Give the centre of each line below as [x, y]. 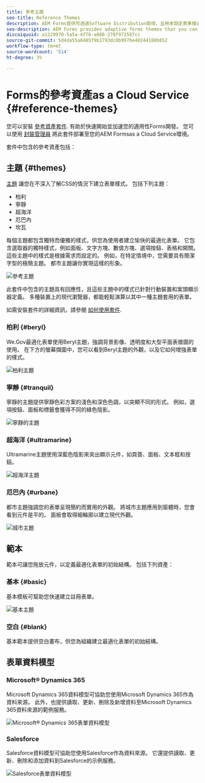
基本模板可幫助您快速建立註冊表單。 [52, 596]
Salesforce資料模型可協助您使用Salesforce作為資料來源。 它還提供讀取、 [98, 752]
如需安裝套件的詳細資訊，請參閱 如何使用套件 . [64, 310]
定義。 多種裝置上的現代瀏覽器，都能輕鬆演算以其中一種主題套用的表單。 [103, 297]
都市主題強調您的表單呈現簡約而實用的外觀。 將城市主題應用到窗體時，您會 [101, 507]
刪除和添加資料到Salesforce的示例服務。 [68, 760]
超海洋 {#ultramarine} [39, 440]
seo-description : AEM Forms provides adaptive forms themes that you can [102, 29]
